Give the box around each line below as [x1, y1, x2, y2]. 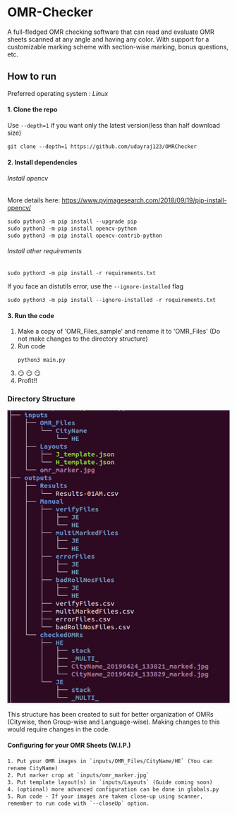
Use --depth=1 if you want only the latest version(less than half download [7, 121, 220, 129]
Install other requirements [7, 247, 83, 255]
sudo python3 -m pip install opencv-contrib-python [7, 232, 162, 239]
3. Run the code [7, 311, 54, 320]
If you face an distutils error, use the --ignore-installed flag [7, 281, 183, 290]
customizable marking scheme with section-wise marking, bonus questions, [7, 42, 229, 51]
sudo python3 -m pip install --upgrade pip [7, 218, 138, 225]
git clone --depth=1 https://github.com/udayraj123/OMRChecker [7, 142, 197, 150]
